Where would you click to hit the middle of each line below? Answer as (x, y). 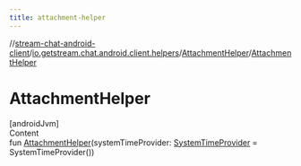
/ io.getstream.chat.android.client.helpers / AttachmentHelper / (141, 52)
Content (24, 133)
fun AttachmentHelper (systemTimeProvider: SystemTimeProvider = (133, 142)
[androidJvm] (34, 123)
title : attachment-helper (57, 17)
